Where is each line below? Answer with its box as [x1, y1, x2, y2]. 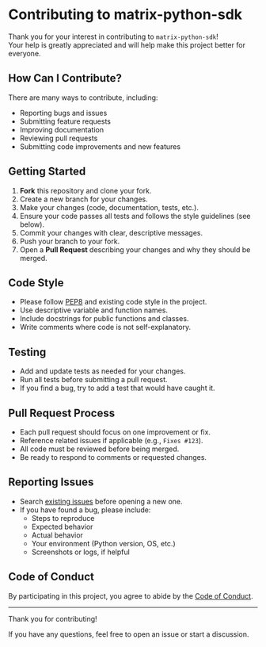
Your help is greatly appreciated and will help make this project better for [8, 40, 245, 49]
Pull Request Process [8, 406, 116, 419]
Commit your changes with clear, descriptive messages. [19, 228, 203, 237]
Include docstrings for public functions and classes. [19, 314, 189, 323]
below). [19, 220, 45, 229]
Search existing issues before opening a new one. [19, 496, 184, 506]
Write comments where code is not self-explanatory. [19, 323, 192, 332]
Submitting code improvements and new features [19, 141, 180, 151]
